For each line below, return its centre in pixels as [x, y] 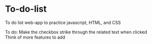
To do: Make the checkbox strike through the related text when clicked [76, 32]
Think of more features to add [35, 37]
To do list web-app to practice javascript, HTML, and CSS [63, 22]
